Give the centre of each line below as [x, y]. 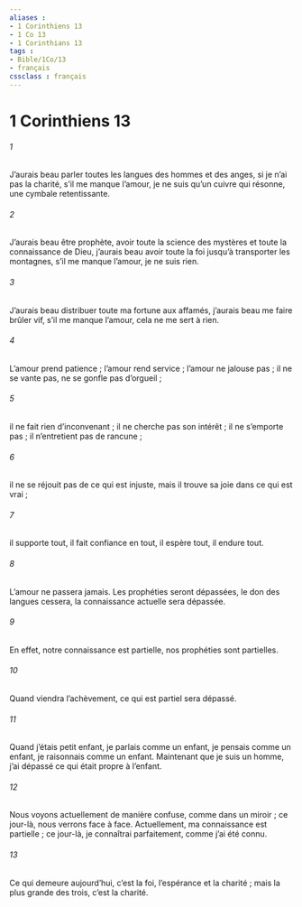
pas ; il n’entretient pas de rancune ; [76, 436]
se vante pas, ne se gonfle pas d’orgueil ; [86, 378]
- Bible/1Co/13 [38, 60]
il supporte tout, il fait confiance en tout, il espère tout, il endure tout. [137, 543]
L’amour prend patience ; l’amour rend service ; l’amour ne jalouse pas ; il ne [151, 368]
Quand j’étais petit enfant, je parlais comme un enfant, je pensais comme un [150, 747]
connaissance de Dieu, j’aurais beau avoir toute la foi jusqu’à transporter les [150, 252]
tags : [22, 51]
